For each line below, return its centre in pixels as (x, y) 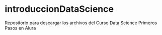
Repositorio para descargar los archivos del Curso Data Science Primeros (81, 23)
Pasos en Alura (20, 28)
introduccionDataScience (59, 9)
